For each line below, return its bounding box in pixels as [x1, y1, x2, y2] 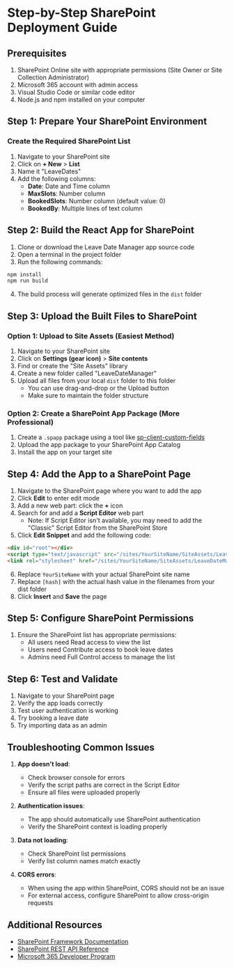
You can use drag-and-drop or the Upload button [27, 384, 169, 392]
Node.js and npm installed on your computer [17, 95, 146, 104]
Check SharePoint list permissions [27, 849, 127, 858]
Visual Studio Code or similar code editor [17, 88, 135, 96]
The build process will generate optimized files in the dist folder [17, 290, 202, 299]
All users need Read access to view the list [27, 638, 151, 647]
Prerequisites [7, 47, 67, 59]
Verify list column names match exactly [27, 857, 141, 865]
